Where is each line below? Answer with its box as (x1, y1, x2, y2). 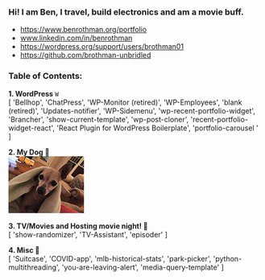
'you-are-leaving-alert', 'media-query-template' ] (61, 262, 224, 272)
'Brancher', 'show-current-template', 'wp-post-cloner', (8, 114, 189, 124)
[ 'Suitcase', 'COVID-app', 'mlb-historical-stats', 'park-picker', (8, 253, 212, 263)
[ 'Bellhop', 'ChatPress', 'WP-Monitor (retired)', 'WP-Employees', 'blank (8, 97, 242, 107)
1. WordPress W (8, 89, 59, 98)
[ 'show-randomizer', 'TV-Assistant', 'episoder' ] (8, 229, 168, 239)
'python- (213, 253, 242, 263)
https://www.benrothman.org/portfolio (19, 25, 147, 35)
